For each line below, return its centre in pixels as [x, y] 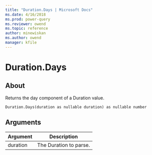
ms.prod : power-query [28, 19]
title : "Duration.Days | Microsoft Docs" [49, 10]
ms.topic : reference [27, 29]
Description [64, 136]
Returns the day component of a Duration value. [55, 98]
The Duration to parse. [64, 145]
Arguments [23, 123]
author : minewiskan [26, 33]
